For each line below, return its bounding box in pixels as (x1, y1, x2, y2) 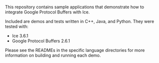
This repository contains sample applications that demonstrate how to (5, 4, 144, 10)
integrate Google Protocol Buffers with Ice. (5, 9, 90, 15)
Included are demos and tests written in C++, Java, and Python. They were (5, 19, 155, 24)
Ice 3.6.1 (12, 33, 29, 38)
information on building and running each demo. (5, 52, 101, 58)
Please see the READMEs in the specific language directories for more (5, 48, 145, 53)
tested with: (5, 24, 29, 29)
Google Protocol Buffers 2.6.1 (12, 38, 70, 44)
